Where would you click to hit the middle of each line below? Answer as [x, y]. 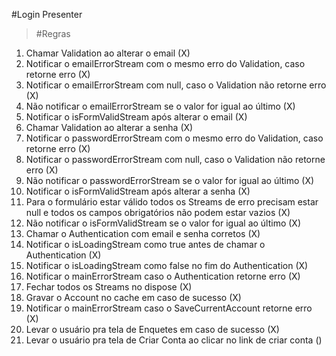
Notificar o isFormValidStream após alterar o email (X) [136, 117]
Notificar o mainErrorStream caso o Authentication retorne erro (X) [163, 276]
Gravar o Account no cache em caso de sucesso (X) [133, 297]
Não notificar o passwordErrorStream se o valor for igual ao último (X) [170, 180]
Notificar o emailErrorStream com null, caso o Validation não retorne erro [176, 85]
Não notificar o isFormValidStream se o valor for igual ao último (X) [163, 223]
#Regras [53, 33]
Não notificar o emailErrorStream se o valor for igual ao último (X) [160, 106]
